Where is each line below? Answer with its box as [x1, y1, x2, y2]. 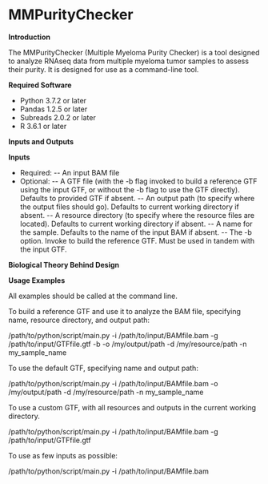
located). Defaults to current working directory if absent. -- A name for [19, 219, 254, 228]
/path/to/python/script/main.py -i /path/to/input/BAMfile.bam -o [8, 378, 218, 388]
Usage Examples [8, 275, 66, 285]
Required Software [8, 80, 72, 90]
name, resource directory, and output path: [8, 315, 150, 325]
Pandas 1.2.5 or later [19, 104, 88, 114]
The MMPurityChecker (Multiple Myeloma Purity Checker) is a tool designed [8, 47, 260, 57]
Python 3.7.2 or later [19, 95, 86, 105]
